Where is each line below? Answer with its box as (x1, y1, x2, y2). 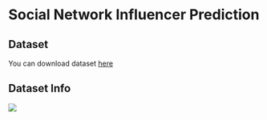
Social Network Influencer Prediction (8, 6, 260, 24)
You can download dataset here (8, 58, 114, 68)
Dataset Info (8, 82, 71, 95)
